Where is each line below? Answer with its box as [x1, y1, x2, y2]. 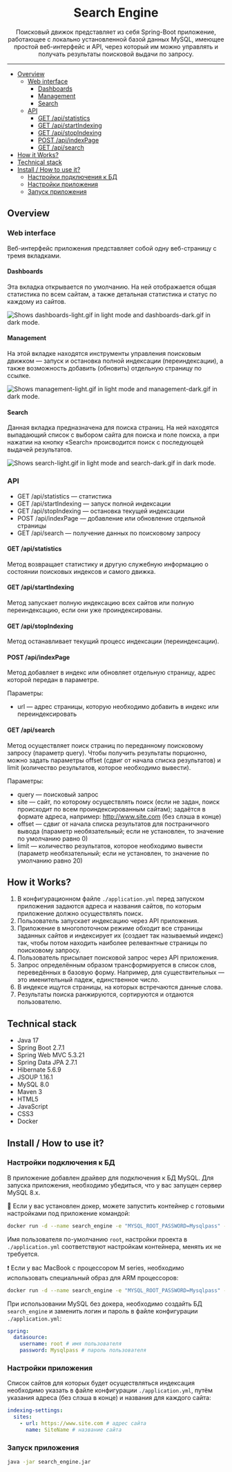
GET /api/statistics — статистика [17, 492, 112, 500]
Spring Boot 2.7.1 [17, 1043, 65, 1052]
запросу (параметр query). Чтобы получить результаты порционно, [7, 748, 207, 757]
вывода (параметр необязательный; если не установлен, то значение [17, 827, 224, 835]
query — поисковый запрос [17, 790, 99, 798]
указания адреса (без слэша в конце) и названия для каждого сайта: [7, 1394, 212, 1402]
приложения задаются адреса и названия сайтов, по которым [17, 902, 202, 910]
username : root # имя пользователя [19, 1340, 122, 1347]
